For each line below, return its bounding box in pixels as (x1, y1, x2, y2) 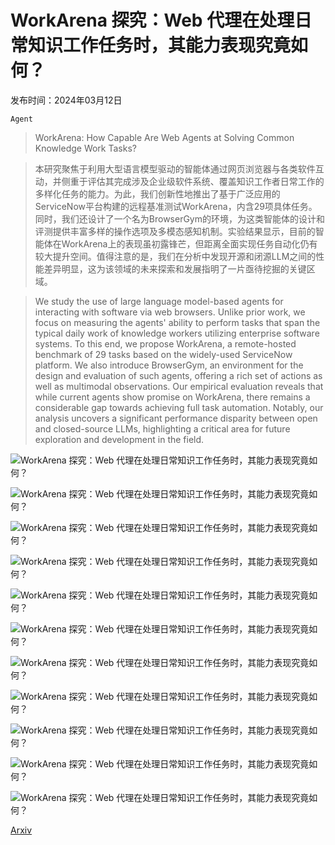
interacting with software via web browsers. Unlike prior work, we (34, 306, 306, 318)
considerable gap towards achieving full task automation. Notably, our (34, 401, 324, 413)
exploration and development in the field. (34, 433, 205, 445)
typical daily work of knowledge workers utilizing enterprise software (34, 327, 320, 339)
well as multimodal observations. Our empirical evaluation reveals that (34, 380, 324, 392)
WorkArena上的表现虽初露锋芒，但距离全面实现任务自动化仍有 (61, 237, 318, 250)
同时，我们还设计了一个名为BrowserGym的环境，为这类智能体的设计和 (34, 212, 325, 225)
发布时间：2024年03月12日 (10, 94, 123, 106)
